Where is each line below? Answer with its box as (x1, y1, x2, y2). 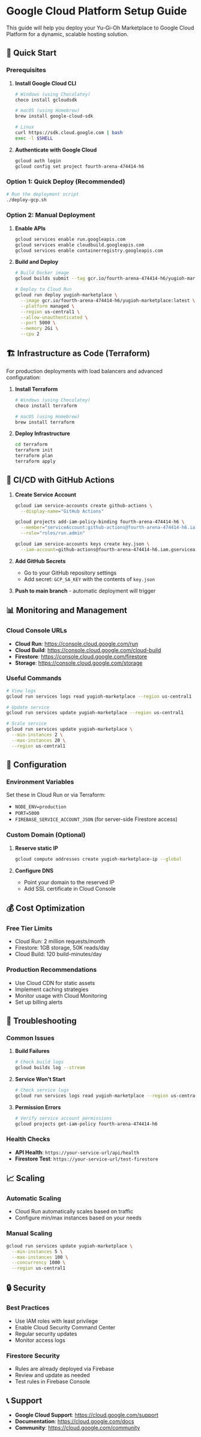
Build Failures (14, 1048, 50, 1055)
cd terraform (14, 442, 48, 448)
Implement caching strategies (14, 986, 89, 993)
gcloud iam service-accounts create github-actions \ (14, 502, 152, 508)
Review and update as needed (14, 1371, 90, 1379)
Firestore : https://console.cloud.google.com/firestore (14, 653, 148, 660)
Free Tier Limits (6, 924, 53, 932)
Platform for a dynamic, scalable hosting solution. (6, 30, 129, 37)
